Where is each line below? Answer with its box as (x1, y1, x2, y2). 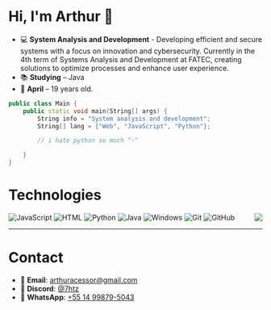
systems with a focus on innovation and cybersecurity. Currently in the (19, 46, 256, 56)
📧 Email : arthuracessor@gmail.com (19, 274, 138, 285)
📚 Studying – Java (19, 72, 85, 82)
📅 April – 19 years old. (19, 84, 94, 94)
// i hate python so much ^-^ (37, 136, 139, 145)
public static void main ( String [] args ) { (23, 107, 168, 115)
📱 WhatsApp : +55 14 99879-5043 (19, 292, 135, 302)
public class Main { (8, 99, 78, 107)
